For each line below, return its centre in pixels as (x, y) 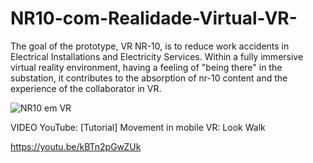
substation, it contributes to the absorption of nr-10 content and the (149, 78)
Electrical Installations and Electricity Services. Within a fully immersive (157, 56)
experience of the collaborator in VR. (86, 88)
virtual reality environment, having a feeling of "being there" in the (146, 67)
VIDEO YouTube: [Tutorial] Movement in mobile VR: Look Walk (138, 127)
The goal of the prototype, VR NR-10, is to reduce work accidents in (150, 46)
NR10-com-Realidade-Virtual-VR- (154, 18)
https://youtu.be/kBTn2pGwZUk (76, 146)
